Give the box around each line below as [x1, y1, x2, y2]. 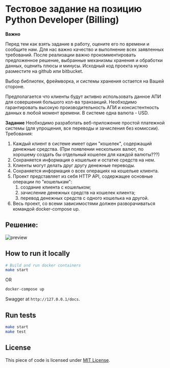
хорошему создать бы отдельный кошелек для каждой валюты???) [12, 151, 160, 157]
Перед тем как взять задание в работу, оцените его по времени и [5, 40, 150, 47]
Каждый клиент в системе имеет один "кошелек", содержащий [12, 140, 152, 147]
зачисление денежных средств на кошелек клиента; [20, 189, 136, 195]
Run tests [5, 311, 36, 319]
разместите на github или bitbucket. [5, 68, 83, 74]
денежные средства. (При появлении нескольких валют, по [12, 146, 144, 152]
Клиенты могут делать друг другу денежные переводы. [12, 162, 135, 168]
